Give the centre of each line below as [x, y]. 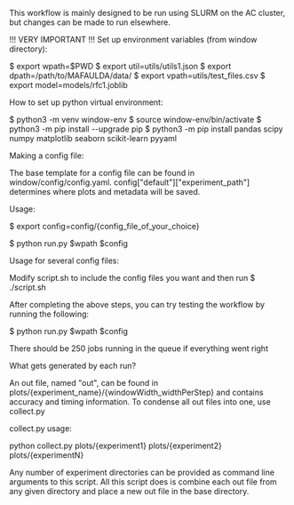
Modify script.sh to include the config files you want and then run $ [132, 278]
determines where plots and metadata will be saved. [105, 192]
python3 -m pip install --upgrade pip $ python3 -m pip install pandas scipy [146, 129]
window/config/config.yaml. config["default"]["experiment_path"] [130, 182]
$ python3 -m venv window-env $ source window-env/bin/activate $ [135, 120]
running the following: [49, 314]
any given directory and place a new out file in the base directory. [129, 491]
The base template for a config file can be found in [102, 173]
